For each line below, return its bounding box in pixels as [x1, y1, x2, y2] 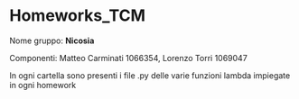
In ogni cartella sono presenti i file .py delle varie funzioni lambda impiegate [9, 69, 291, 81]
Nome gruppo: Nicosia [9, 35, 95, 46]
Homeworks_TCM [9, 5, 146, 26]
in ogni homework [9, 79, 77, 90]
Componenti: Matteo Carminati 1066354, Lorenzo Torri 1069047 [9, 52, 248, 63]
